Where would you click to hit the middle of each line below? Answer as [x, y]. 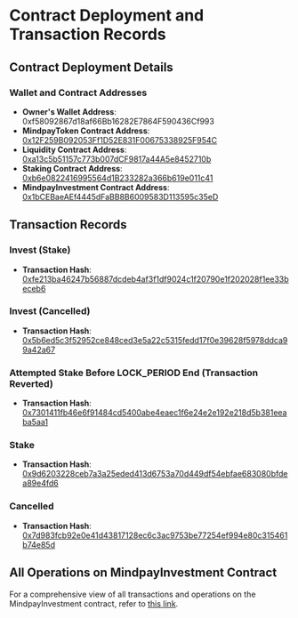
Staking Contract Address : [72, 168]
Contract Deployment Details [91, 67]
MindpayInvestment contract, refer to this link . [94, 603]
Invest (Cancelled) [50, 311]
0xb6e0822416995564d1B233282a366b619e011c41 [117, 178]
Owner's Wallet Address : [69, 111]
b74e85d [39, 544]
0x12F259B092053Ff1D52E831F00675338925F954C [120, 140]
